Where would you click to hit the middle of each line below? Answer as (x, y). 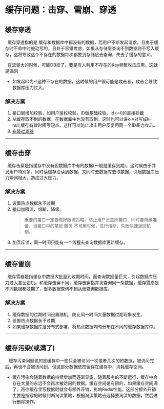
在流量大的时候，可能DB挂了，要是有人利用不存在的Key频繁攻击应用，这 (80, 65)
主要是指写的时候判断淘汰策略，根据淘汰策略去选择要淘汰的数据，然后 (83, 396)
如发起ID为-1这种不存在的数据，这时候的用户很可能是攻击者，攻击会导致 (84, 81)
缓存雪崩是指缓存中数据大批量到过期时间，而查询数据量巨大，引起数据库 (80, 276)
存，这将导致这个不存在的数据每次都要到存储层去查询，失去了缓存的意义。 (80, 55)
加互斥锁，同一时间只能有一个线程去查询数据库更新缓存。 (70, 242)
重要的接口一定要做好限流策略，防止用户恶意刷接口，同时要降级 (88, 220)
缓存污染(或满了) (30, 348)
